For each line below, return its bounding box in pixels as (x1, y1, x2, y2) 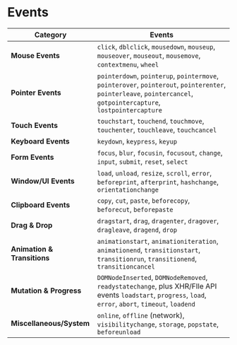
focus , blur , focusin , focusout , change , (97, 148, 223, 158)
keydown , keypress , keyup (97, 136, 178, 146)
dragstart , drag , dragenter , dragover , (97, 216, 219, 226)
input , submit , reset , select (97, 156, 188, 166)
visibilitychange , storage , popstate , (97, 319, 219, 329)
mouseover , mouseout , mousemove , (97, 50, 201, 60)
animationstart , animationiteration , (97, 236, 219, 246)
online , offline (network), (97, 310, 185, 320)
